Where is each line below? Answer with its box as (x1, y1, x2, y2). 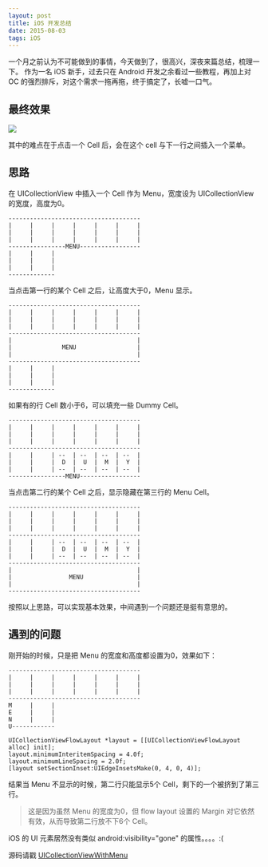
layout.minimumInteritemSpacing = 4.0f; (8, 750, 145, 758)
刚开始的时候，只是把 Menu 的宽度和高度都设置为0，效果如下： (8, 650, 218, 660)
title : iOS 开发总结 (8, 19, 72, 27)
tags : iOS (8, 34, 41, 42)
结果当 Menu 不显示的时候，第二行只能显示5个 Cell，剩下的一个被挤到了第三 (8, 779, 259, 789)
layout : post (8, 11, 52, 20)
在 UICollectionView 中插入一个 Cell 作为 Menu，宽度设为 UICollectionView (8, 189, 254, 198)
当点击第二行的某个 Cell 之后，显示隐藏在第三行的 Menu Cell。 (8, 487, 214, 496)
